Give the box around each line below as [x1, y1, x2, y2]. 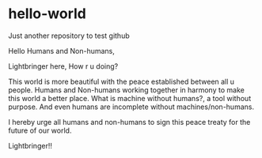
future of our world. [8, 126, 72, 135]
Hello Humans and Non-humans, [8, 46, 115, 55]
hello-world [8, 5, 87, 23]
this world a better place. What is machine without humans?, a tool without [8, 93, 252, 103]
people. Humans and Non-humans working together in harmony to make [8, 85, 245, 95]
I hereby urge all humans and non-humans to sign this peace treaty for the [8, 117, 251, 126]
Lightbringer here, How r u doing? [8, 61, 119, 71]
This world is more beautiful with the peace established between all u [8, 77, 235, 86]
